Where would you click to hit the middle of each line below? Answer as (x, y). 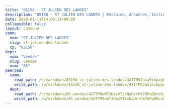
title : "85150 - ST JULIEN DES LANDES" (47, 10)
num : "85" (20, 66)
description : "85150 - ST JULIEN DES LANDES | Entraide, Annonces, (77, 15)
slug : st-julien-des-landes (39, 43)
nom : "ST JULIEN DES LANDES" (40, 38)
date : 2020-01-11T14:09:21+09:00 (40, 19)
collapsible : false (26, 24)
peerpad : (14, 71)
